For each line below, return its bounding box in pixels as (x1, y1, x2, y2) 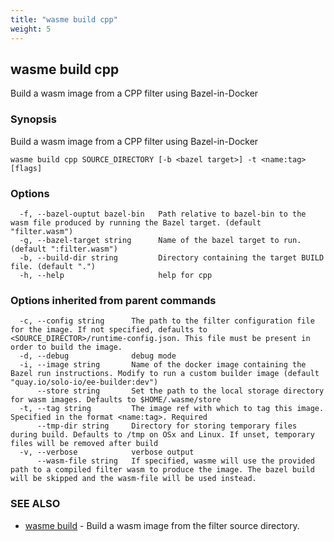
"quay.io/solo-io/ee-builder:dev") (10, 377, 159, 388)
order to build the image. (10, 342, 123, 353)
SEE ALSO (10, 497, 61, 511)
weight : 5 (10, 24, 52, 34)
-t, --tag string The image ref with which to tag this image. (19, 404, 325, 414)
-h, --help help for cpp (19, 270, 213, 280)
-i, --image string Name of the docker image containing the (19, 360, 307, 370)
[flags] (10, 163, 43, 173)
